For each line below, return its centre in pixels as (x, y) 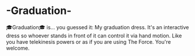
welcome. (18, 48)
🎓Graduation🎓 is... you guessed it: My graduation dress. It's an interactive (97, 27)
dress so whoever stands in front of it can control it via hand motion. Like (94, 36)
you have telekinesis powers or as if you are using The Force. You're (88, 41)
